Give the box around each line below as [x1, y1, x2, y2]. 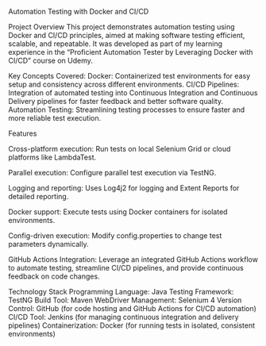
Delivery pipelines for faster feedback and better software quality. [8, 97, 224, 106]
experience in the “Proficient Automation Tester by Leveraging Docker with [8, 48, 253, 56]
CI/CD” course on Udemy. [8, 56, 93, 65]
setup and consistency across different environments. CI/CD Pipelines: [8, 79, 240, 89]
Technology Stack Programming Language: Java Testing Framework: [8, 287, 234, 296]
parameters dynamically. [8, 240, 89, 248]
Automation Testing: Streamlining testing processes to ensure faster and [8, 105, 245, 114]
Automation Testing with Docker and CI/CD [8, 7, 149, 16]
